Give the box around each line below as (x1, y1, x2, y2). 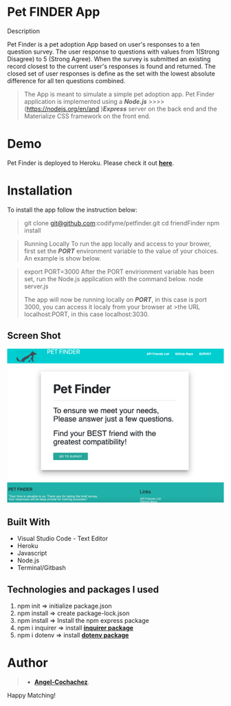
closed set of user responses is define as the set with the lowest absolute (7, 69, 215, 78)
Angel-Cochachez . (34, 678, 90, 686)
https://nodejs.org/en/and (26, 104, 100, 113)
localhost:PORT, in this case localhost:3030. (23, 310, 149, 318)
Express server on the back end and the (102, 104, 218, 113)
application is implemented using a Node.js (23, 97, 147, 105)
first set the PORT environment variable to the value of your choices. (23, 247, 219, 255)
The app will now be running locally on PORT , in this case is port (23, 295, 208, 303)
